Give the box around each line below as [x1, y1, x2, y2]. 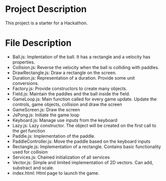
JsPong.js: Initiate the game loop [12, 112, 80, 118]
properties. [12, 59, 35, 65]
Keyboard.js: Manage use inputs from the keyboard [12, 117, 118, 123]
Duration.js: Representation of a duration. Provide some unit [12, 75, 135, 81]
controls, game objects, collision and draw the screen [12, 101, 123, 107]
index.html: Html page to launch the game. [12, 170, 99, 176]
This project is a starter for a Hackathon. [5, 20, 88, 26]
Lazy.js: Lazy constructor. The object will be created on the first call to [12, 122, 157, 128]
